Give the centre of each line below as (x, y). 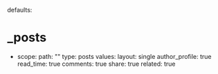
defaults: (20, 10)
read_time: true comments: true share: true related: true (96, 64)
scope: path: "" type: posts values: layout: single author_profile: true (114, 56)
